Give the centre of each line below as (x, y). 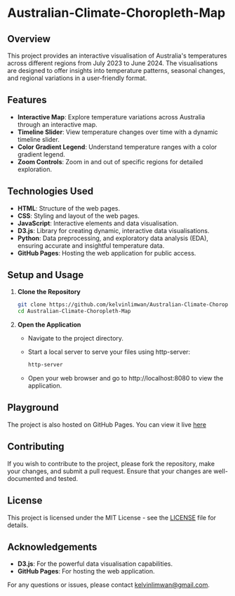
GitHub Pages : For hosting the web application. (86, 571)
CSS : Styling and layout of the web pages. (79, 216)
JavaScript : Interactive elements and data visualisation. (98, 223)
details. (18, 525)
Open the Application (49, 325)
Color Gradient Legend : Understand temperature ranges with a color (117, 147)
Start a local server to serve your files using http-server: (109, 352)
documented (26, 478)
